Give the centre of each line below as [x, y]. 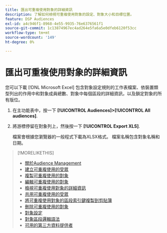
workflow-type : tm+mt [28, 33]
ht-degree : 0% [20, 42]
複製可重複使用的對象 [46, 175]
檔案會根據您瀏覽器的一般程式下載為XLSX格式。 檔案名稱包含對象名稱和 [86, 137]
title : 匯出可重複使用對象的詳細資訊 [39, 10]
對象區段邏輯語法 [42, 219]
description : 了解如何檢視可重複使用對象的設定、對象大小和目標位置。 [70, 14]
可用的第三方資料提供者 [49, 225]
